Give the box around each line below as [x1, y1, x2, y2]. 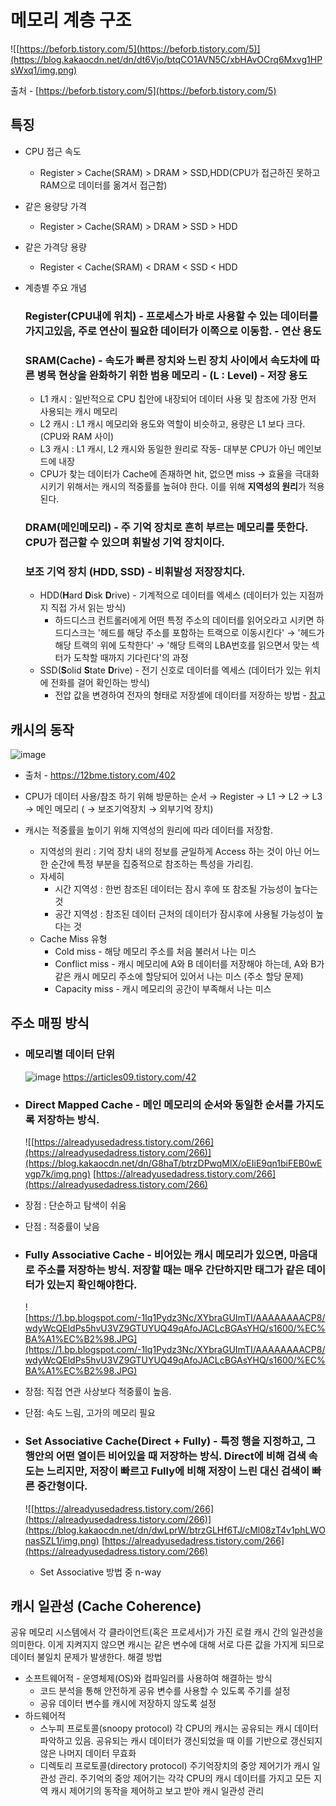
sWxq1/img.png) [10, 64, 78, 76]
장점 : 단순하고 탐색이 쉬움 [24, 1199, 127, 1211]
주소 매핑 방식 [10, 1015, 90, 1032]
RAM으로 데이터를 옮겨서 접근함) [39, 179, 168, 191]
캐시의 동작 [10, 721, 75, 738]
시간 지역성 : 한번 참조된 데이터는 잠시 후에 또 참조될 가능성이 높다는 [54, 883, 319, 895]
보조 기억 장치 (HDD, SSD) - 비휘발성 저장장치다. [24, 564, 246, 578]
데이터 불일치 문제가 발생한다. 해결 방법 [10, 1651, 163, 1663]
